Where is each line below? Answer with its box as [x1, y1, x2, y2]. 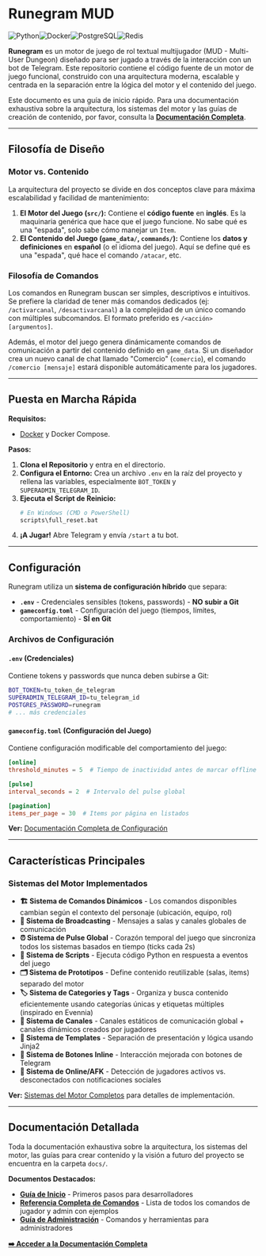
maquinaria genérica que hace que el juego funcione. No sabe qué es [19, 216, 248, 226]
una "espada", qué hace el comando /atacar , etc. [19, 250, 182, 260]
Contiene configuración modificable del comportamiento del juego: [8, 743, 227, 753]
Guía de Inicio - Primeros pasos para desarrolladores [19, 1189, 194, 1199]
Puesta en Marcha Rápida [8, 393, 137, 407]
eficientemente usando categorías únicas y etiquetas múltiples [19, 999, 225, 1009]
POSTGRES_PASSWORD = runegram [8, 701, 101, 709]
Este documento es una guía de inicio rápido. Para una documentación [8, 95, 239, 105]
